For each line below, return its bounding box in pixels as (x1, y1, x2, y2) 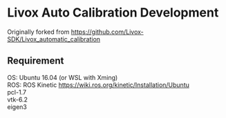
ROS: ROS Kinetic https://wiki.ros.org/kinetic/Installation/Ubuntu (7, 81, 190, 89)
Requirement (7, 55, 64, 67)
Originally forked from (7, 28, 70, 36)
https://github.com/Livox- (70, 28, 144, 36)
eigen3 (7, 102, 28, 111)
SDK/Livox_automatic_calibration (7, 35, 101, 43)
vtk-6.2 (7, 95, 28, 104)
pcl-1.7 (7, 88, 26, 96)
